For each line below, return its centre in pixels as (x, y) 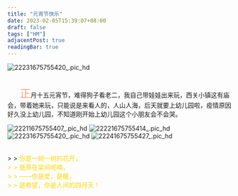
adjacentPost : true (36, 41)
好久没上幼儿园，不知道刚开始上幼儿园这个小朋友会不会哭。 (94, 114)
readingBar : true (33, 47)
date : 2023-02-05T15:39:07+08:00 (57, 21)
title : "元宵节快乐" (35, 14)
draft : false (27, 27)
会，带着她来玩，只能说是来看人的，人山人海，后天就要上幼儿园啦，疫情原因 (119, 105)
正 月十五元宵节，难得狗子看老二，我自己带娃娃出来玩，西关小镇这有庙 (125, 94)
